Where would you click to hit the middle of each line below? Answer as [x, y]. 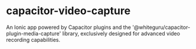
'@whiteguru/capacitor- [161, 27]
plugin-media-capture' [34, 33]
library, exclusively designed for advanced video [121, 33]
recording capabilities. [33, 40]
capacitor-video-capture [68, 11]
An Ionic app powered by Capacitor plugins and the [69, 27]
